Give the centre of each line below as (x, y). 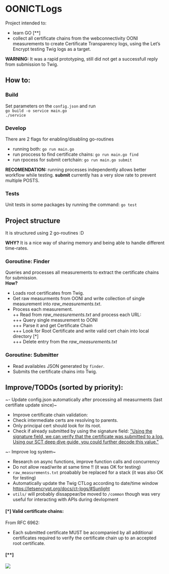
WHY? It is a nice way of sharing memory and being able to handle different (85, 243)
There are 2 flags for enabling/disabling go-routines (60, 139)
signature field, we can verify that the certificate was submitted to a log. (88, 437)
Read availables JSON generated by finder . (59, 366)
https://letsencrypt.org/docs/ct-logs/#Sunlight (61, 489)
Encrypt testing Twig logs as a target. (52, 49)
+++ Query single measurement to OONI (55, 320)
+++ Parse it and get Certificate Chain (52, 326)
